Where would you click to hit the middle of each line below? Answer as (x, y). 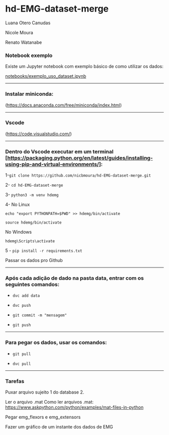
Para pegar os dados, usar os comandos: (56, 343)
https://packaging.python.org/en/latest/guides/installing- (80, 158)
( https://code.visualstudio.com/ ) (38, 134)
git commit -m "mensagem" (39, 315)
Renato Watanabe (24, 42)
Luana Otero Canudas (28, 23)
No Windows (18, 232)
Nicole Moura (19, 32)
